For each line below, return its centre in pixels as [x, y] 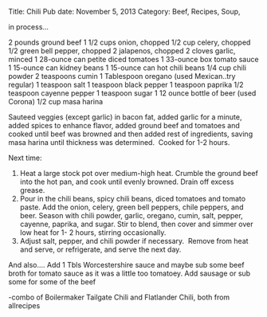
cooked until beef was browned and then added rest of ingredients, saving [131, 134]
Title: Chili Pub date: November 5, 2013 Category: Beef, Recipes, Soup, [124, 12]
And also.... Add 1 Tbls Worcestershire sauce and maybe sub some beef [126, 265]
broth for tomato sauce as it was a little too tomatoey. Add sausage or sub [130, 273]
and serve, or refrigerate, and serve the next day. [100, 249]
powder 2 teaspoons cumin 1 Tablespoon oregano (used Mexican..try [122, 76]
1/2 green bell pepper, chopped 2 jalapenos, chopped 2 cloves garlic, [122, 51]
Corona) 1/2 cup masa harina [56, 102]
